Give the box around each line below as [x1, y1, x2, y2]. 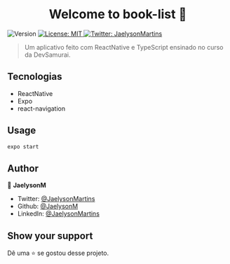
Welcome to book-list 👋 [48, 6, 187, 22]
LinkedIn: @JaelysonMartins [17, 209, 100, 218]
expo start [7, 143, 39, 150]
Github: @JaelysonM [17, 202, 79, 211]
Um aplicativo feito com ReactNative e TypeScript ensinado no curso [24, 43, 224, 51]
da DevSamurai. [24, 50, 71, 59]
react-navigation [17, 104, 66, 113]
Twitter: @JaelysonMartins [17, 195, 95, 203]
